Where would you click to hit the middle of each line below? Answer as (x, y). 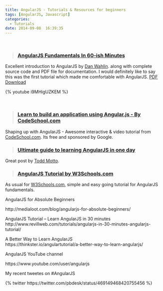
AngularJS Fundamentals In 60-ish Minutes (71, 55)
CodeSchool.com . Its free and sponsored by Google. (59, 137)
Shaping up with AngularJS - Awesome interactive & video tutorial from (78, 132)
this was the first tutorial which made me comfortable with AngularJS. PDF (81, 77)
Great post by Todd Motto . (32, 161)
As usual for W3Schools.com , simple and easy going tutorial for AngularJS (82, 185)
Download (16, 82)
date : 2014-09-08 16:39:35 (34, 28)
